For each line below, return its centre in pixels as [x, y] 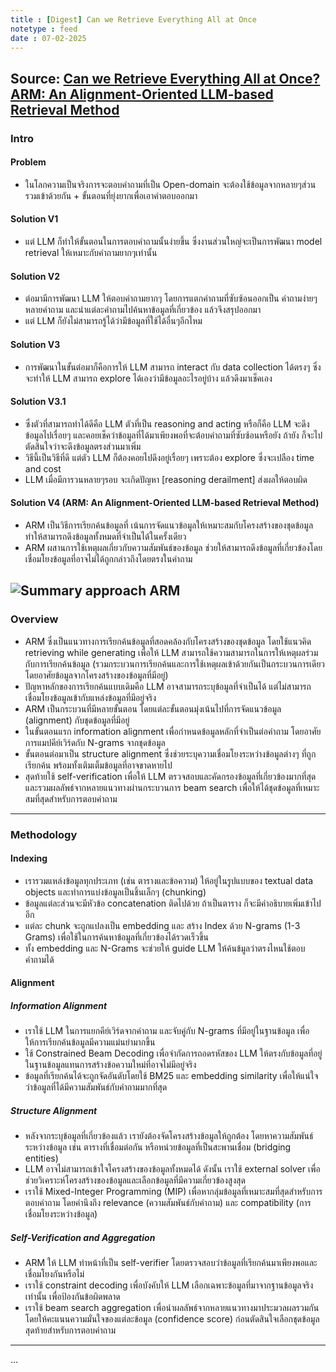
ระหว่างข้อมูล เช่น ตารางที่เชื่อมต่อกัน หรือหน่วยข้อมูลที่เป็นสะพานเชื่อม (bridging [158, 1147]
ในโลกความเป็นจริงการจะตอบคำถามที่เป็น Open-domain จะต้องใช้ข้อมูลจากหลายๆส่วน [170, 184]
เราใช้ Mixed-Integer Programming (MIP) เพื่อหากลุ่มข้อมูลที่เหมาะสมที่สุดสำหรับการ [173, 1192]
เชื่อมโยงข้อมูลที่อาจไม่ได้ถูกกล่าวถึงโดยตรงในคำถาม [108, 558]
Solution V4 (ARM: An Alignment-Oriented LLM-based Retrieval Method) [165, 503]
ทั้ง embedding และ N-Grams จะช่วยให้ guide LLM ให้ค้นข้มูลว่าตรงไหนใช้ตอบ [165, 948]
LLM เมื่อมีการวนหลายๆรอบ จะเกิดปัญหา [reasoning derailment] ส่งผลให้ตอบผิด [166, 479]
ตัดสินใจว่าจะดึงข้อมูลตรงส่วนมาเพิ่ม [83, 446]
